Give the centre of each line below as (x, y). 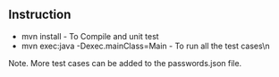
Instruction (40, 15)
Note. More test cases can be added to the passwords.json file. (125, 63)
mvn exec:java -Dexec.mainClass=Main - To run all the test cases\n (145, 46)
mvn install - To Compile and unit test (90, 36)
